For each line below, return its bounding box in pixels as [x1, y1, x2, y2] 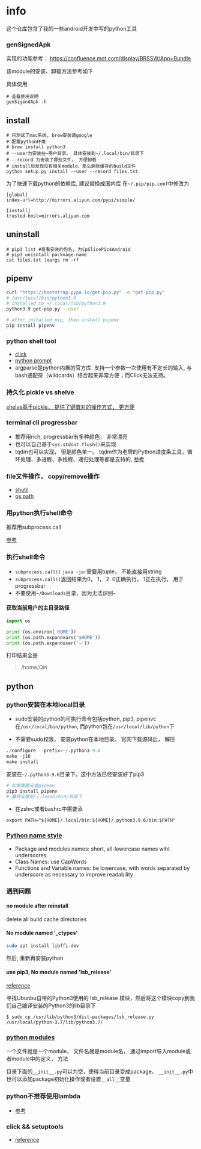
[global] [6, 192, 28, 198]
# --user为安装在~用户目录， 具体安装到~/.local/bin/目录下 [6, 151, 144, 157]
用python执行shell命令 [6, 509, 73, 517]
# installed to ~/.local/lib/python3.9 [6, 300, 106, 307]
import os [6, 618, 31, 624]
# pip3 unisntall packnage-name [6, 251, 87, 257]
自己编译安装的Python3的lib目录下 [11, 1002, 96, 1009]
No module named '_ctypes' [6, 930, 78, 937]
